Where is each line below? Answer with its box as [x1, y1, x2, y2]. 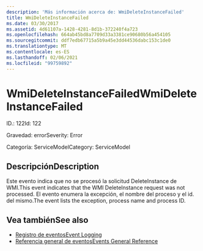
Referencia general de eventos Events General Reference [15, 238, 158, 245]
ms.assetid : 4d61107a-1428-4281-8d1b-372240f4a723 [6, 26, 138, 32]
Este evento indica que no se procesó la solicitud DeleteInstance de [6, 178, 177, 185]
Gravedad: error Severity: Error [6, 132, 83, 139]
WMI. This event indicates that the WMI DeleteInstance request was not [6, 184, 185, 192]
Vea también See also [6, 215, 89, 225]
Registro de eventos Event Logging [15, 231, 102, 239]
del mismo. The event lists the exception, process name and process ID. [6, 197, 186, 204]
